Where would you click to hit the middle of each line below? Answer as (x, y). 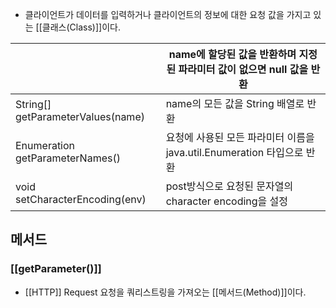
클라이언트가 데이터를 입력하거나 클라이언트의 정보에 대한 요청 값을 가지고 (168, 14)
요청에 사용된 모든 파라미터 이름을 (240, 137)
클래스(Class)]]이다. (81, 27)
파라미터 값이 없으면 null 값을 (243, 69)
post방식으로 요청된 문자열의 (229, 186)
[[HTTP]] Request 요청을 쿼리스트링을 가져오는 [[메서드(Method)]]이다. (165, 292)
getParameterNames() (68, 158)
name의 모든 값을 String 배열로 (235, 103)
